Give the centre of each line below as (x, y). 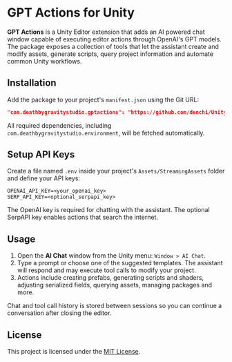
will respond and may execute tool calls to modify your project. (106, 270)
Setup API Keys (41, 154)
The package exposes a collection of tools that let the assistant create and (113, 46)
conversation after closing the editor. (59, 313)
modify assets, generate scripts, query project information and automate (110, 54)
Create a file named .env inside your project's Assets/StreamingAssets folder (116, 171)
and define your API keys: (44, 178)
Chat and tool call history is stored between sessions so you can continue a (115, 306)
